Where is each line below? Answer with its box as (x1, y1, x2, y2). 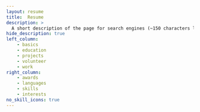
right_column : (6, 69, 42, 75)
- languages (17, 81, 46, 87)
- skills (17, 86, 39, 92)
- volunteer (17, 58, 46, 64)
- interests (17, 91, 46, 97)
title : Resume (6, 14, 44, 20)
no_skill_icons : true (6, 97, 60, 103)
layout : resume (6, 8, 44, 15)
